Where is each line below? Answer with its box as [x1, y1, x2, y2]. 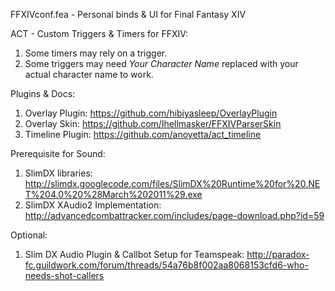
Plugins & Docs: [10, 88, 76, 99]
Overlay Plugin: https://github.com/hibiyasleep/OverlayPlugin [24, 107, 278, 119]
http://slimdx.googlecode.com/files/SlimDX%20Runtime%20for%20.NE [24, 178, 321, 189]
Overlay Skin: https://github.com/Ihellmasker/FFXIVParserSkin [24, 118, 282, 129]
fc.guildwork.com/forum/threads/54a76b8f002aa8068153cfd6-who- [24, 259, 309, 271]
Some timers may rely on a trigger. [24, 47, 168, 59]
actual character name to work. [24, 69, 154, 80]
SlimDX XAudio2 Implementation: [24, 199, 162, 211]
